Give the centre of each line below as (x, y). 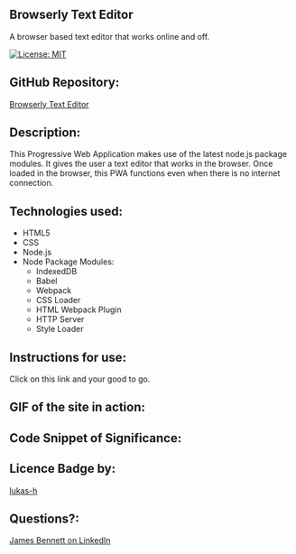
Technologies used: (66, 211)
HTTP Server (60, 319)
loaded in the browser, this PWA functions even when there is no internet (145, 173)
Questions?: (44, 519)
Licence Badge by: (62, 469)
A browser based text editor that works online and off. (110, 36)
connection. (32, 183)
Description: (45, 133)
